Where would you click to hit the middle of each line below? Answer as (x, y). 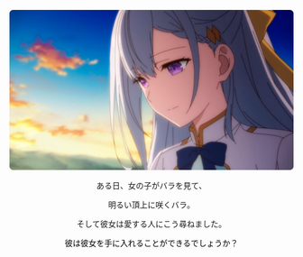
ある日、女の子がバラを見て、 (151, 185)
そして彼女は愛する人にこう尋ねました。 (151, 224)
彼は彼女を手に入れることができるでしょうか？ (151, 243)
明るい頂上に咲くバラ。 (151, 205)
